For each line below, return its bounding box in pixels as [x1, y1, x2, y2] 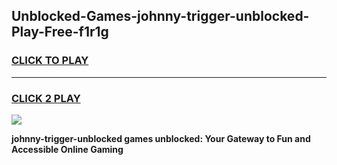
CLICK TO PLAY [11, 54, 89, 68]
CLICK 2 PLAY [11, 91, 81, 105]
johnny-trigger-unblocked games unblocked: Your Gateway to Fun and [11, 132, 311, 144]
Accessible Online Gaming [11, 143, 124, 155]
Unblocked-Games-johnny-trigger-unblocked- [11, 8, 310, 25]
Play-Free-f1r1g [11, 24, 109, 41]
